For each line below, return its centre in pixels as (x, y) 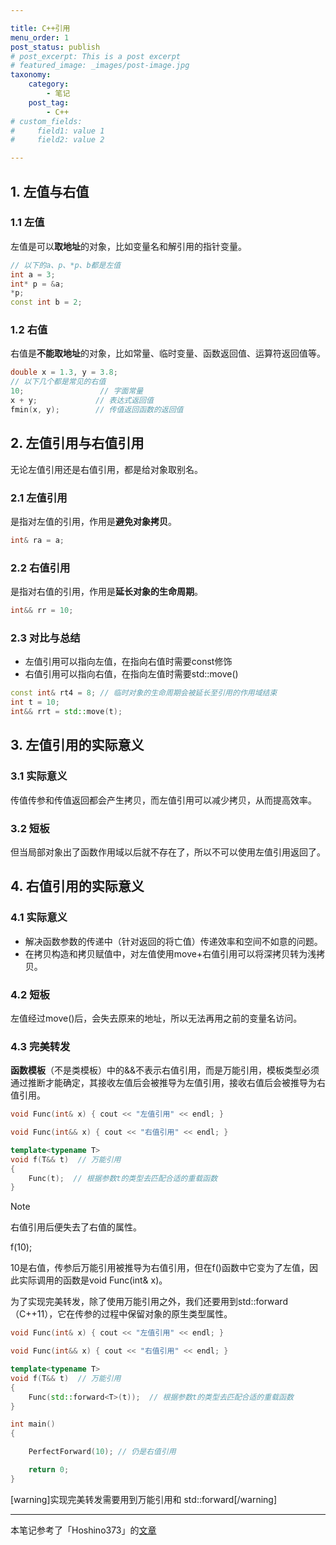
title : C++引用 (40, 28)
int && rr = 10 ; (42, 611)
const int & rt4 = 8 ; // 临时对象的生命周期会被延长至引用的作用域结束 (144, 693)
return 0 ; (49, 1470)
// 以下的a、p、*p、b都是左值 (66, 265)
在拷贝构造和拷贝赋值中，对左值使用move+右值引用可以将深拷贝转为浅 (170, 953)
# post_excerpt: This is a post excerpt (96, 56)
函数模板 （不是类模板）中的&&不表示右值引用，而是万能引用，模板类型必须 (165, 1070)
